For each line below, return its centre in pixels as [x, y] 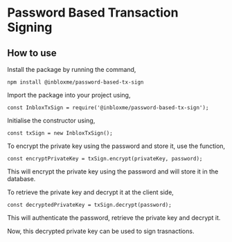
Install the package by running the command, [72, 69]
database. [21, 179]
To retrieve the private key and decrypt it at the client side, [91, 192]
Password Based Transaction [93, 13]
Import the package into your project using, [69, 95]
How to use [32, 53]
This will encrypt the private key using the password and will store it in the [113, 171]
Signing [30, 27]
